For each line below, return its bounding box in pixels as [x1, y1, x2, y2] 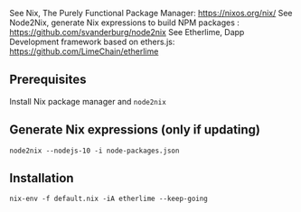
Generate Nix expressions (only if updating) [9, 122, 260, 138]
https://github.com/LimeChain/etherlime [9, 46, 159, 57]
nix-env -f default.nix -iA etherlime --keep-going [9, 194, 208, 204]
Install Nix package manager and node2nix [9, 96, 167, 106]
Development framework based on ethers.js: [9, 36, 175, 47]
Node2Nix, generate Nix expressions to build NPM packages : [9, 17, 240, 28]
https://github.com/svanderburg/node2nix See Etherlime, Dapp [9, 27, 245, 37]
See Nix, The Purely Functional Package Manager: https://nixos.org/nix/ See [9, 8, 293, 18]
